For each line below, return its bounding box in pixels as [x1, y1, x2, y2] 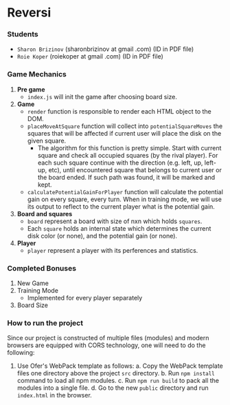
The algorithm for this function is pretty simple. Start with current [37, 143, 222, 152]
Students [7, 30, 39, 39]
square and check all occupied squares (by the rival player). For [37, 151, 218, 159]
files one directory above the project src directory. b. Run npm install [16, 369, 215, 377]
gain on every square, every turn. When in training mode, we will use [27, 195, 222, 203]
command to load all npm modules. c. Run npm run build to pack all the [16, 377, 220, 385]
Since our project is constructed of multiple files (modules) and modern [7, 334, 209, 342]
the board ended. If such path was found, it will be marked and [37, 173, 216, 181]
